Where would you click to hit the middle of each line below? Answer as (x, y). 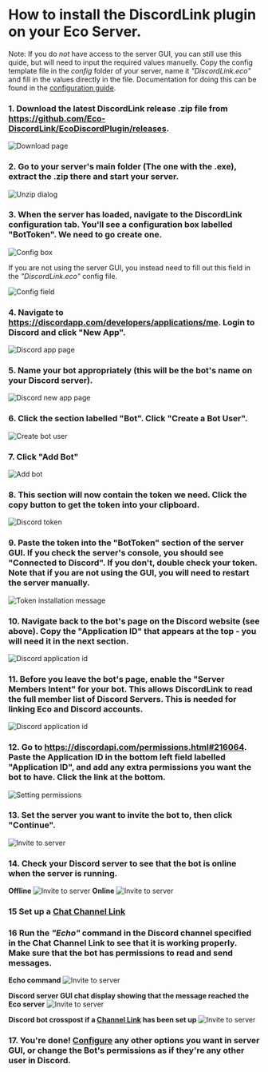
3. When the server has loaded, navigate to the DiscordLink (126, 215)
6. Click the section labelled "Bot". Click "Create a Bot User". (128, 419)
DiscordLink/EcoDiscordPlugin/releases (88, 128)
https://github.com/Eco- (57, 118)
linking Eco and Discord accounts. (76, 709)
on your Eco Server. (75, 32)
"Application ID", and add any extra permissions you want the (130, 767)
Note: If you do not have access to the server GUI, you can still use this (125, 54)
